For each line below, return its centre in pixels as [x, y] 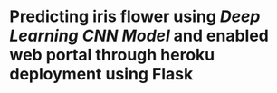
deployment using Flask [101, 74]
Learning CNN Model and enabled [139, 36]
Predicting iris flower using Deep [135, 17]
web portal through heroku [112, 55]
